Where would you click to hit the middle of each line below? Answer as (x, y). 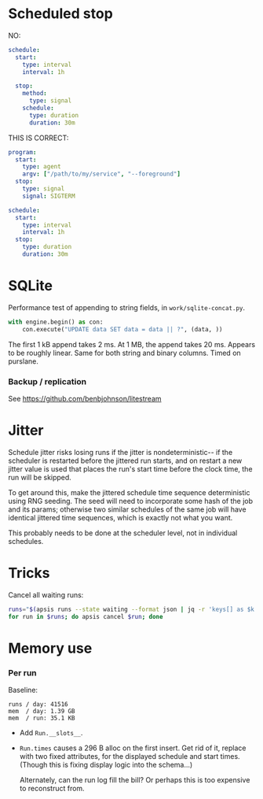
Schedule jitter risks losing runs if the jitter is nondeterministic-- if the (121, 452)
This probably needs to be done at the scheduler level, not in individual (123, 533)
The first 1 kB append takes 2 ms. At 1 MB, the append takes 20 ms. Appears (132, 344)
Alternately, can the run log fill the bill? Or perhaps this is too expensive (135, 780)
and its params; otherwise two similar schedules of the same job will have (127, 509)
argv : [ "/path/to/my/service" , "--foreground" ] (101, 174)
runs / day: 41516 (38, 705)
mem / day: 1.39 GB (42, 712)
